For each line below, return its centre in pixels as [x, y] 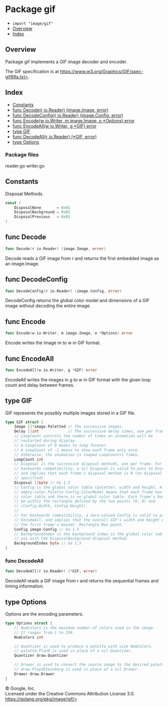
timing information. [24, 586]
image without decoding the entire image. [48, 306]
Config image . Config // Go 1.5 [47, 529]
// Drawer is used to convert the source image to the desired [81, 665]
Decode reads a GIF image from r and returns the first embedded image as [82, 258]
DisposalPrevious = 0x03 [42, 217]
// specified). [30, 478]
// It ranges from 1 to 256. [44, 632]
